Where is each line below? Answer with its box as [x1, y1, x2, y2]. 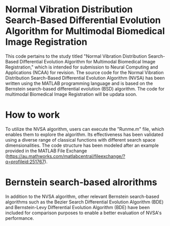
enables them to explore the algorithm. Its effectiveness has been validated [5, 131, 163, 138]
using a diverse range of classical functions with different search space [5, 137, 156, 143]
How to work [5, 109, 60, 121]
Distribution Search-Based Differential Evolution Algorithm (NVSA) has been [5, 75, 165, 81]
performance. [5, 215, 34, 221]
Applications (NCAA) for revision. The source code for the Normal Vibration [5, 69, 164, 75]
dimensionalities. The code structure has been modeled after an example [5, 142, 159, 148]
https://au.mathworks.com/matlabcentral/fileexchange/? [7, 153, 126, 159]
